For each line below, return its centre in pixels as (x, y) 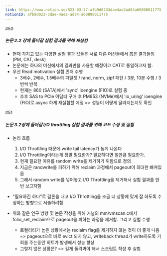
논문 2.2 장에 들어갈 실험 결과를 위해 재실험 (47, 41)
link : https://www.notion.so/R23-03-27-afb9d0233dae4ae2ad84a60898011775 (83, 10)
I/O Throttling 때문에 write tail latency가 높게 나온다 (71, 149)
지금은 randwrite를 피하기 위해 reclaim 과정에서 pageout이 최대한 (84, 168)
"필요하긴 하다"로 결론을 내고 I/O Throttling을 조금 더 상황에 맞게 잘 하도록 (84, 196)
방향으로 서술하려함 (45, 203)
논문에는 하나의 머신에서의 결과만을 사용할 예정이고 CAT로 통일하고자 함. (83, 66)
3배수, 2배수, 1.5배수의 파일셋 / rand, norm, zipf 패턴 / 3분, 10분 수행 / (88, 78)
